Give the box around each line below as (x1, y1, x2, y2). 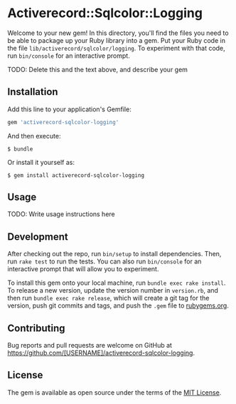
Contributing (7, 322, 65, 334)
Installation (7, 86, 58, 98)
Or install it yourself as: (7, 158, 75, 166)
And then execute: (7, 131, 61, 140)
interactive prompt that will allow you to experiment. (7, 265, 159, 273)
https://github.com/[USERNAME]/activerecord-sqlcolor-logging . (7, 348, 195, 358)
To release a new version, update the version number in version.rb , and (7, 286, 219, 295)
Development (7, 231, 69, 243)
